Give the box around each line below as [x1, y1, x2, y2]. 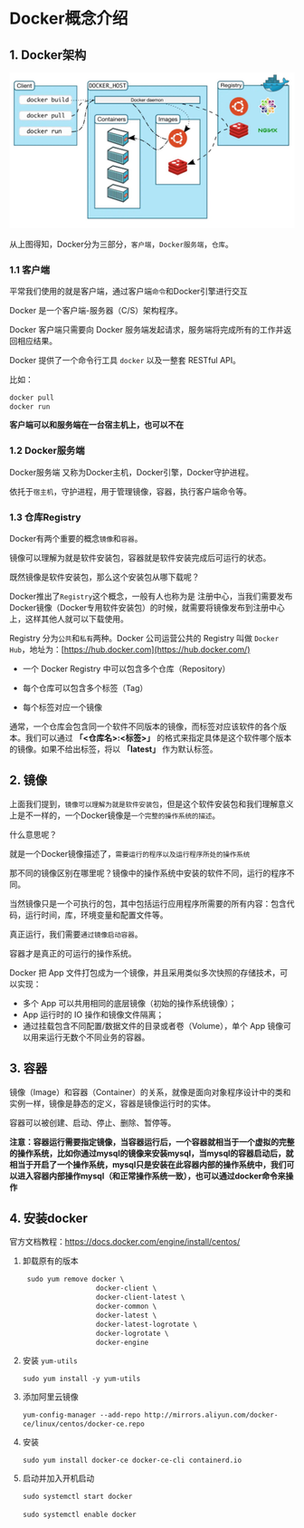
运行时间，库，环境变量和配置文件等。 [24, 909, 168, 920]
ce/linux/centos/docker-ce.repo [22, 1419, 145, 1429]
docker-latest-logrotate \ [95, 1320, 197, 1330]
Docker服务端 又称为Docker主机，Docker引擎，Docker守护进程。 [9, 466, 254, 477]
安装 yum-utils [22, 1355, 79, 1366]
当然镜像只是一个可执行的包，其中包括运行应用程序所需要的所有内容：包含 [9, 898, 287, 908]
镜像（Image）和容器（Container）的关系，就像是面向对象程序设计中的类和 [9, 1086, 291, 1097]
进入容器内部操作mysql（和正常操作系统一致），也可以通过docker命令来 [16, 1170, 286, 1181]
